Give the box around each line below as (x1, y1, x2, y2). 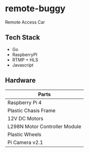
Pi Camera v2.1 (7, 139, 43, 146)
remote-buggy (5, 3, 66, 14)
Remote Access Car (5, 19, 45, 25)
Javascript (12, 62, 34, 68)
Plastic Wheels (7, 131, 42, 138)
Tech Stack (5, 33, 40, 42)
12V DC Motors (7, 115, 44, 122)
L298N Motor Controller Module (7, 123, 82, 130)
